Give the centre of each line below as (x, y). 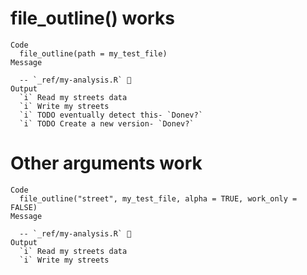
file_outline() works (92, 18)
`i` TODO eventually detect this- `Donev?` (111, 115)
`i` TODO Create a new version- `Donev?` (107, 123)
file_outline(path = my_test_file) (93, 53)
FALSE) (24, 207)
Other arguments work (106, 163)
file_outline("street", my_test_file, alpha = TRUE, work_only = (158, 198)
